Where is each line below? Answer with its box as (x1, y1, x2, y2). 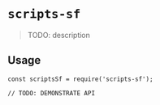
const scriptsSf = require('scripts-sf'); (7, 75, 154, 83)
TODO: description (27, 30, 91, 40)
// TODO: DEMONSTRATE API (7, 89, 95, 97)
